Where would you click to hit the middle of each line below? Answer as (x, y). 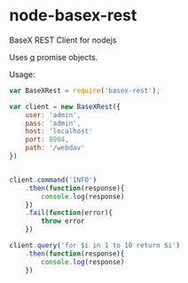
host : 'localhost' (59, 131)
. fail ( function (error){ (69, 213)
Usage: (22, 74)
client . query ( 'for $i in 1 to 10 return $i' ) (94, 246)
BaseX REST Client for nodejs (63, 40)
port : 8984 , (47, 140)
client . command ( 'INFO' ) (53, 180)
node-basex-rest (73, 16)
